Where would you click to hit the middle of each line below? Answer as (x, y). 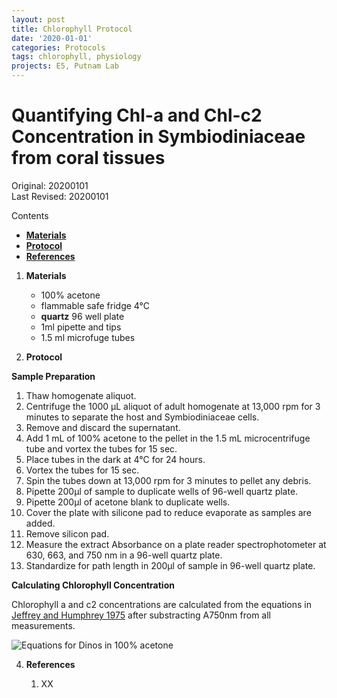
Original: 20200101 (50, 185)
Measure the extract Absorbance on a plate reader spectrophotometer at (176, 544)
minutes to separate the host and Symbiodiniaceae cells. (142, 417)
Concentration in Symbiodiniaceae (158, 137)
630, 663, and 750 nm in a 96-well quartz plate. (124, 555)
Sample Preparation (53, 376)
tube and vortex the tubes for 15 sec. (101, 448)
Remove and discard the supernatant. (103, 427)
